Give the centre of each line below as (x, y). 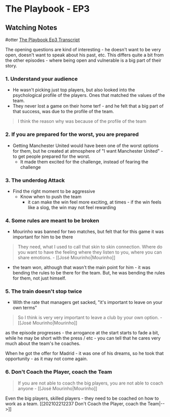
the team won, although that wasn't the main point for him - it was (81, 267)
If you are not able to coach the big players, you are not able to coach (90, 383)
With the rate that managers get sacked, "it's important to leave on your (88, 302)
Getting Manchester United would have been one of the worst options (86, 146)
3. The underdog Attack (35, 180)
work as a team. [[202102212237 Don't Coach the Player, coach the (76, 403)
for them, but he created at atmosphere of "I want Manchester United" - (88, 151)
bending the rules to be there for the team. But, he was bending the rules (89, 273)
